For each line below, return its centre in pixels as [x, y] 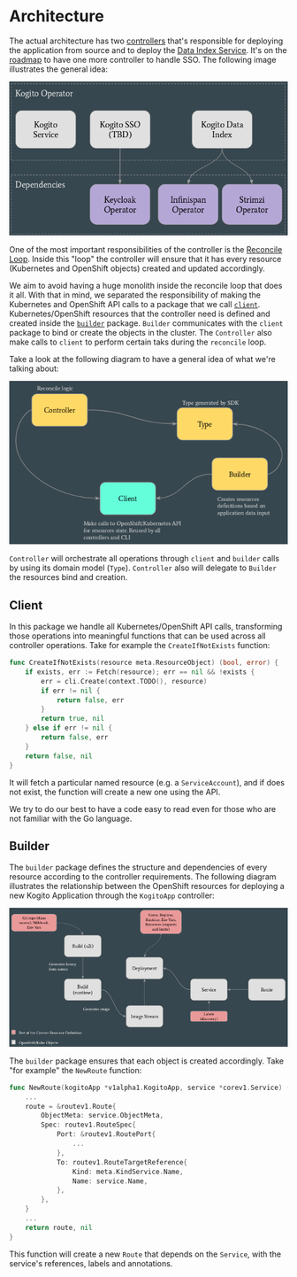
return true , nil [72, 719]
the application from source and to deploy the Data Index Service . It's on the [148, 50]
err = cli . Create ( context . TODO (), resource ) [124, 681]
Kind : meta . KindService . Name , [128, 1172]
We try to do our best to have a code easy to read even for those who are [143, 809]
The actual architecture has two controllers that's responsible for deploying [146, 41]
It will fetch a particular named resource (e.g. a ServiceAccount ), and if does [147, 782]
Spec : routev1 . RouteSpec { [89, 1125]
